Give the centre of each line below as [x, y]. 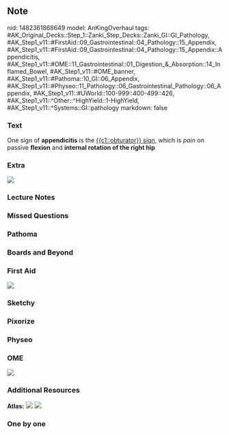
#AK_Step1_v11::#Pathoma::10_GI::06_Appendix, [73, 79]
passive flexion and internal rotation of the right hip [81, 148]
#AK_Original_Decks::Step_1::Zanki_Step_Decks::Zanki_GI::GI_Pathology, [108, 35]
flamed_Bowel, [28, 71]
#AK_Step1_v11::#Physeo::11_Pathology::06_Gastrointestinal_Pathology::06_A [114, 85]
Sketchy [21, 303]
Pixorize [21, 321]
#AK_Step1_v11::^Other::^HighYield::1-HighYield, [73, 100]
